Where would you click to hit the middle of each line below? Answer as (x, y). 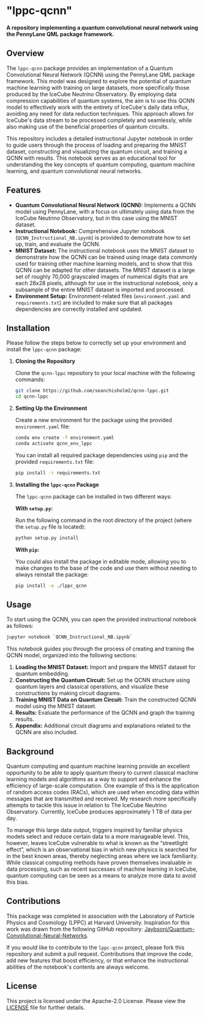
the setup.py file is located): (50, 526)
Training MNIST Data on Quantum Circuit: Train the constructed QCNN (106, 700)
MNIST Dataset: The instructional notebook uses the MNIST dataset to (105, 250)
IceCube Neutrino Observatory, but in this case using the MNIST (96, 218)
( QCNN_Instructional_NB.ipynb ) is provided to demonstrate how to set (103, 237)
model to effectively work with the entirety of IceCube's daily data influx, (98, 107)
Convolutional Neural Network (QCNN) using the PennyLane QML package (101, 75)
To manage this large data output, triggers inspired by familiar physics (95, 830)
